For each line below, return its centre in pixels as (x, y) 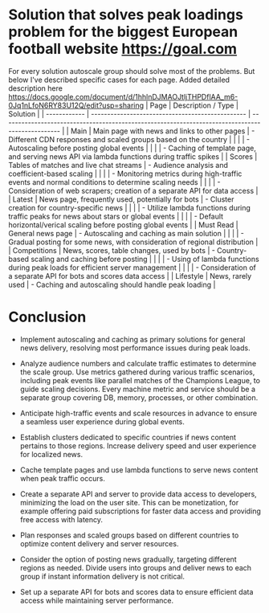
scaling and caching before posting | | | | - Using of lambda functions (145, 259)
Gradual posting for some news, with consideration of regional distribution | (133, 242)
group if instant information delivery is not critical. (102, 576)
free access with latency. (61, 519)
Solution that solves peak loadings (126, 15)
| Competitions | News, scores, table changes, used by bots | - (112, 250)
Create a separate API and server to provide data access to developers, (138, 494)
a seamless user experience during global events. (102, 421)
